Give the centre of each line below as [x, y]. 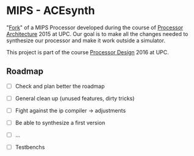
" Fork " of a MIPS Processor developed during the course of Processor [95, 27]
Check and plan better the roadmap [60, 86]
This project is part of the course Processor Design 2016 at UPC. [88, 52]
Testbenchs [30, 147]
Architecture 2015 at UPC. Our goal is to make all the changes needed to [97, 34]
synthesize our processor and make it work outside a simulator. [86, 40]
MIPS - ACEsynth [51, 11]
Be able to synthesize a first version [60, 122]
